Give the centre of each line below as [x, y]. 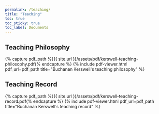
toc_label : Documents [27, 28]
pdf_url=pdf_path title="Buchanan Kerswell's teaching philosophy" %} [75, 69]
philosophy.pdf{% [23, 64]
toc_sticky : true [22, 23]
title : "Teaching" [23, 14]
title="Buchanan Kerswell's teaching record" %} [53, 106]
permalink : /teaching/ [28, 9]
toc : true [15, 18]
